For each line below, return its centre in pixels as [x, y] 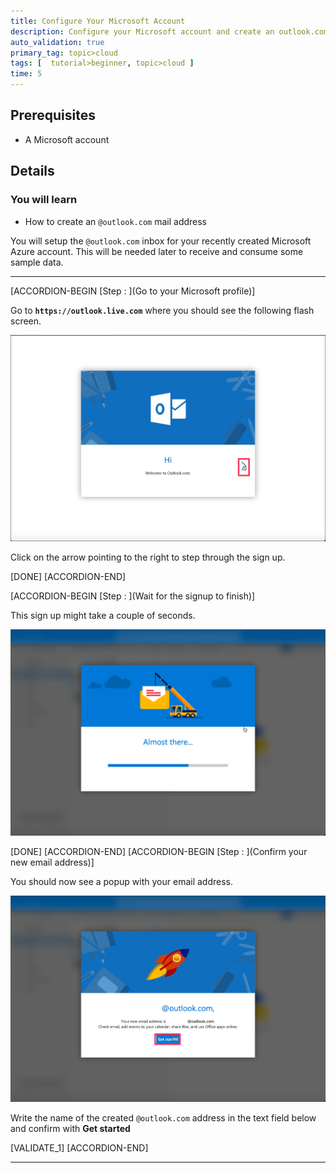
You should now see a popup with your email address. [122, 881]
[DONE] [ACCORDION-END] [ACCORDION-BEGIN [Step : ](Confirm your [159, 851]
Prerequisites [53, 115]
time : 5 [26, 74]
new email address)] [52, 862]
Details [32, 171]
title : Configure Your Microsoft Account [98, 21]
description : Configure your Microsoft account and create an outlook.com [169, 31]
